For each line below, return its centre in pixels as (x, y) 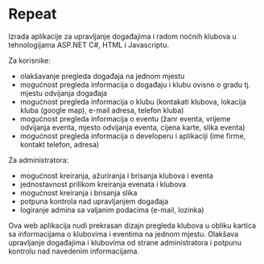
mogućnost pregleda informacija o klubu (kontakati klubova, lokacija (133, 101)
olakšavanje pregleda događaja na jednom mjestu (102, 76)
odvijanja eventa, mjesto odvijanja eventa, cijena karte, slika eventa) (132, 127)
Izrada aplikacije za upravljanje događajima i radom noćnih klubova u (123, 36)
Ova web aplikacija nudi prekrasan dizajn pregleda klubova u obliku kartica (132, 225)
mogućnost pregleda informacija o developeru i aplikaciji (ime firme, (133, 136)
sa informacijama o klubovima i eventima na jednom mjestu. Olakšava (124, 233)
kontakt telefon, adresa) (60, 144)
